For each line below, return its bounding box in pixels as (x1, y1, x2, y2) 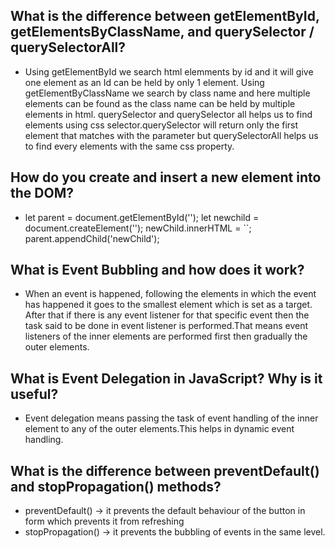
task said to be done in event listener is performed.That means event (24, 320, 309, 332)
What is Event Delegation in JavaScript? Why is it (10, 370, 323, 387)
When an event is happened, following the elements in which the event (24, 288, 317, 300)
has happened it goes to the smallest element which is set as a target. (24, 299, 313, 311)
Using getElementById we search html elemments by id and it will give (24, 65, 314, 78)
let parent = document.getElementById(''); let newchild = (24, 211, 260, 223)
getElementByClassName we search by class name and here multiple (24, 87, 311, 99)
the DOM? (10, 185, 74, 202)
